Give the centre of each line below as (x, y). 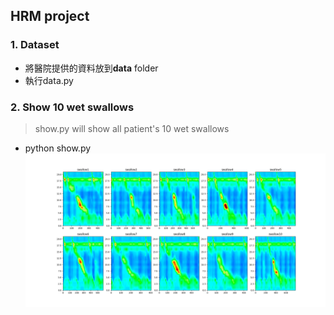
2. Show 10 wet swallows (72, 107)
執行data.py (49, 80)
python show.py (58, 148)
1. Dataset (35, 45)
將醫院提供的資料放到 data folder (91, 68)
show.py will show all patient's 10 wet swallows (132, 128)
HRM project (50, 16)
